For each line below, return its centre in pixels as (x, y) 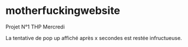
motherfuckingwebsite (63, 11)
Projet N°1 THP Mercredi (35, 27)
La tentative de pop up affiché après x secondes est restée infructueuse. (94, 38)
